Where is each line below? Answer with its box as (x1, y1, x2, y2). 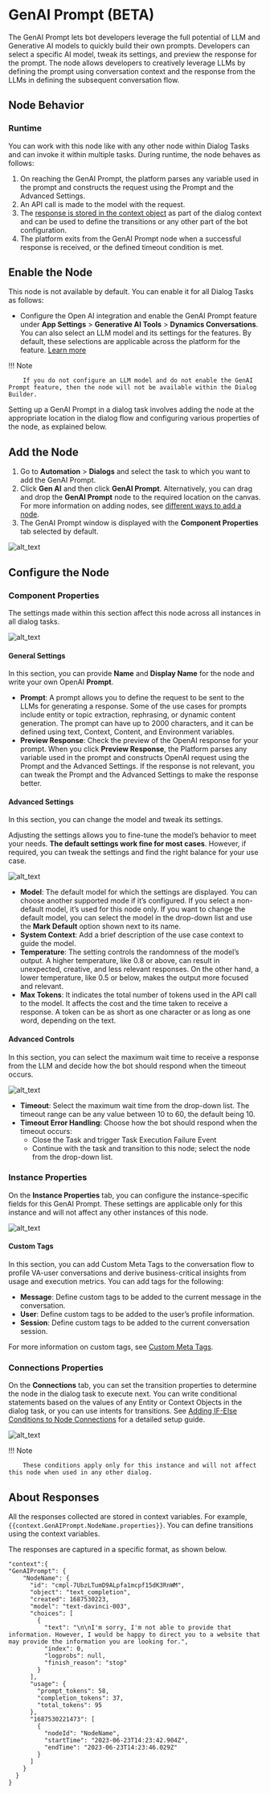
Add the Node (8, 445, 79, 459)
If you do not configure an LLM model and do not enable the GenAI (22, 376, 253, 384)
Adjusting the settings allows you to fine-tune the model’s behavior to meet (8, 830, 257, 840)
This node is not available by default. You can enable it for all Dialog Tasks (8, 287, 254, 297)
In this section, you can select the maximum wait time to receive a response (8, 1052, 260, 1061)
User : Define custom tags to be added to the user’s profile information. (19, 1310, 255, 1319)
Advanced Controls (8, 1034, 75, 1044)
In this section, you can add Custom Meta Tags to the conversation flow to (8, 1260, 255, 1269)
